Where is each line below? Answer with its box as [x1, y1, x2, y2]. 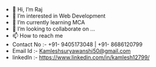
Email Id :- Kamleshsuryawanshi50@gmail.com [12, 48, 131, 54]
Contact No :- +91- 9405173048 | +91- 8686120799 [12, 41, 143, 48]
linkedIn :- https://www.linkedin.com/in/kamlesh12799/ [12, 54, 150, 61]
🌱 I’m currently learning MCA [12, 19, 86, 26]
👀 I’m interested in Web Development [12, 12, 106, 19]
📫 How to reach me [12, 32, 63, 39]
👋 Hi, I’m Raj [12, 6, 43, 13]
